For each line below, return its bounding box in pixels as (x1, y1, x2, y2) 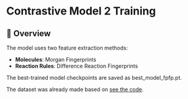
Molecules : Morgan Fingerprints (15, 56, 96, 63)
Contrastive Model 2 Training (6, 4, 156, 18)
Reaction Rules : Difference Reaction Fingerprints (15, 62, 138, 69)
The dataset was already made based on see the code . (6, 86, 144, 93)
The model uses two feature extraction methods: (6, 44, 129, 51)
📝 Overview (6, 28, 51, 39)
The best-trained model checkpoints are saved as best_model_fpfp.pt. (6, 74, 182, 81)
